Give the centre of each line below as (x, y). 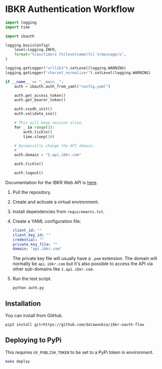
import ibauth (20, 36)
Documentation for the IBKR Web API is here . (51, 182)
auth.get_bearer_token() (40, 100)
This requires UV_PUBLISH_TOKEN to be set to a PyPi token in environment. (79, 352)
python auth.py (28, 288)
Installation (23, 303)
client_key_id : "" (31, 235)
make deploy (17, 361)
